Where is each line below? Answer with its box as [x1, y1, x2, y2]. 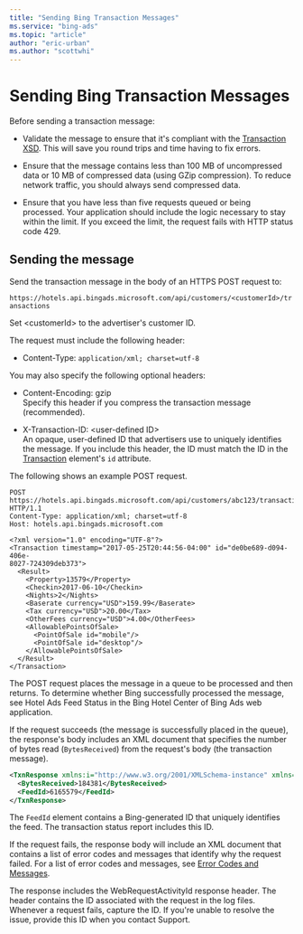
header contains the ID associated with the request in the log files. [9, 895, 255, 906]
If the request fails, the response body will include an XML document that [9, 839, 282, 850]
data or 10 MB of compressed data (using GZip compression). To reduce [22, 170, 291, 181]
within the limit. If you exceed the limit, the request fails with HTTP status [22, 216, 294, 227]
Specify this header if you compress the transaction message [22, 397, 252, 408]
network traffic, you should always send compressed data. [22, 180, 241, 191]
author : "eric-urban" [9, 38, 91, 48]
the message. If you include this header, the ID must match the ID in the [22, 443, 289, 454]
